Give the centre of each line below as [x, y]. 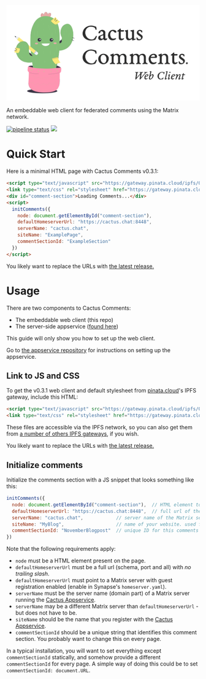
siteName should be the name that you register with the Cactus [94, 620]
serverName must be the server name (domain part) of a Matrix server [102, 593]
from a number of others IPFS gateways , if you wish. [73, 434]
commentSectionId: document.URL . [48, 670]
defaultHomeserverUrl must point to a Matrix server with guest [94, 580]
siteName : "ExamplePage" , [51, 235]
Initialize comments [45, 465]
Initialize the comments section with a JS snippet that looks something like [100, 480]
